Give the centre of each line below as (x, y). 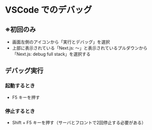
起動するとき (20, 86)
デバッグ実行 (24, 71)
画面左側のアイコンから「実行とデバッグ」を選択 (61, 42)
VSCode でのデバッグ (49, 10)
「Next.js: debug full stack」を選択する (51, 54)
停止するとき (20, 111)
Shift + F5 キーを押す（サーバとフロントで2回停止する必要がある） (79, 122)
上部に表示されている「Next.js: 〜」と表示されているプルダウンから (80, 48)
